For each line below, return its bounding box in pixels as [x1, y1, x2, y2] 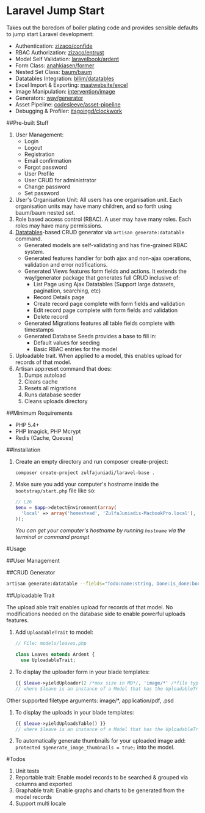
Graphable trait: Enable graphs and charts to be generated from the [15, 787, 185, 794]
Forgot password [24, 163, 67, 171]
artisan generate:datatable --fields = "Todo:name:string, [6, 581, 154, 587]
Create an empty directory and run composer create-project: [15, 458, 168, 465]
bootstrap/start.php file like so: [15, 487, 96, 494]
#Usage [6, 545, 26, 552]
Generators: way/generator [15, 94, 84, 102]
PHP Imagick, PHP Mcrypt [15, 428, 81, 435]
